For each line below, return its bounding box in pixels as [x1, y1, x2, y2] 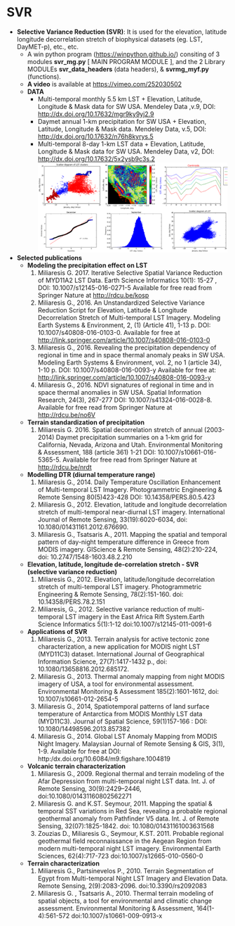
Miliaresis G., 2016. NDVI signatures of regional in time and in [37, 381, 215, 389]
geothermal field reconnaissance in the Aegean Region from [37, 837, 212, 845]
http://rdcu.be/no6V [37, 410, 96, 419]
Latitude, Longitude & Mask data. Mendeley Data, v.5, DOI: [37, 125, 207, 133]
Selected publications [16, 253, 82, 262]
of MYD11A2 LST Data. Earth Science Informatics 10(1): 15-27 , [37, 276, 217, 284]
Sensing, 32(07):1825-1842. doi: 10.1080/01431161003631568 [37, 821, 215, 830]
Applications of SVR [27, 627, 88, 635]
